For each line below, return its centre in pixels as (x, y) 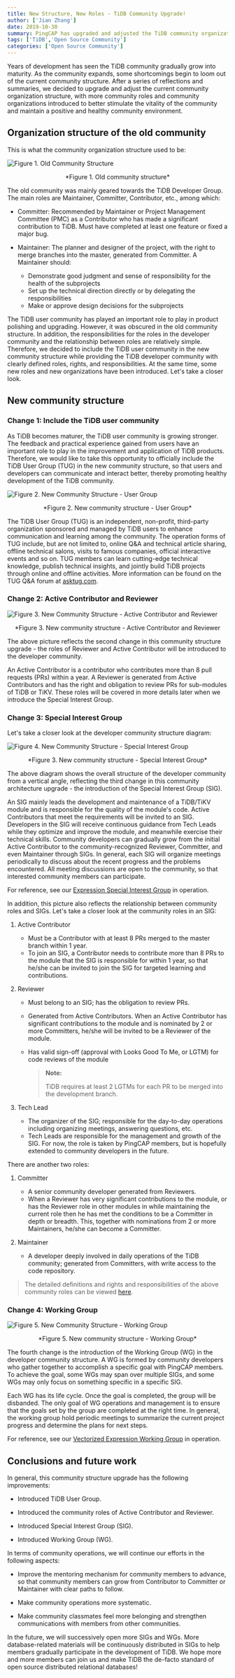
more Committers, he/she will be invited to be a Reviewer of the (119, 1031)
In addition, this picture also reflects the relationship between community (112, 903)
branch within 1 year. (57, 945)
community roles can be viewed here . (79, 1292)
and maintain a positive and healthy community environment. (95, 111)
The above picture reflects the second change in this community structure (114, 641)
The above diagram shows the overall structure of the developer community (117, 774)
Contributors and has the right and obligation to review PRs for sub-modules (117, 684)
